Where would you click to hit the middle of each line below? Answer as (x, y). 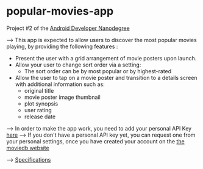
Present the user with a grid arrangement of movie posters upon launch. (106, 58)
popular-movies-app (60, 11)
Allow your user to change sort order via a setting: (78, 65)
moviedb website (28, 148)
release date (40, 117)
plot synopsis (41, 103)
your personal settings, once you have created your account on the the (95, 141)
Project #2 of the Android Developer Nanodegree (68, 28)
